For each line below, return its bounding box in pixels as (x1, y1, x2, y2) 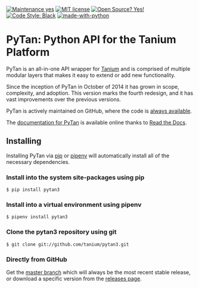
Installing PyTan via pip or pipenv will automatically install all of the (6, 152, 170, 159)
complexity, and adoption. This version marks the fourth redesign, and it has (6, 89, 194, 97)
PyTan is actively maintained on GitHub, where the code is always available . (6, 107, 192, 114)
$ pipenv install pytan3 (6, 214, 68, 220)
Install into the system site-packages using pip (6, 173, 145, 181)
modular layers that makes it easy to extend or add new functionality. (6, 72, 176, 79)
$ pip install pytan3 (6, 187, 60, 193)
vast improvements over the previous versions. (6, 95, 121, 103)
